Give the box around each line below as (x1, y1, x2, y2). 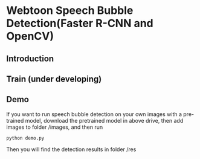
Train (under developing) (6, 74, 102, 84)
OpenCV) (6, 30, 54, 43)
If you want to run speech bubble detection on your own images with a (6, 110, 182, 118)
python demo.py (6, 135, 45, 141)
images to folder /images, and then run (6, 123, 103, 131)
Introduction (6, 53, 54, 63)
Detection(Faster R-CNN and (6, 16, 153, 30)
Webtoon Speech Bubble (6, 4, 134, 18)
